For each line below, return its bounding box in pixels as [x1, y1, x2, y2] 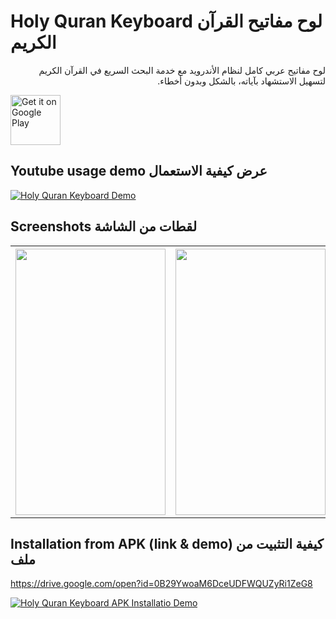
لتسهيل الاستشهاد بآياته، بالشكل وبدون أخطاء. [157, 75, 326, 87]
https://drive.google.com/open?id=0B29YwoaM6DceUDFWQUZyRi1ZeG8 [10, 578, 313, 590]
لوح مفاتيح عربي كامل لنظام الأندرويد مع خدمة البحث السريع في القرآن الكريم [38, 64, 326, 76]
